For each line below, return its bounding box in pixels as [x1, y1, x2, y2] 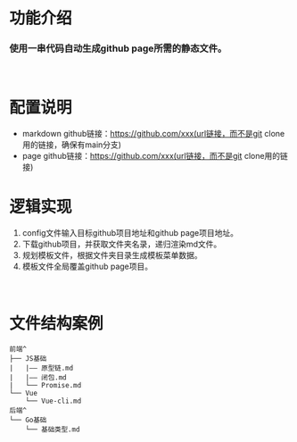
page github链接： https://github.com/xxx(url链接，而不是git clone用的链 [21, 151, 288, 162]
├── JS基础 [9, 354, 47, 363]
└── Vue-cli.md [25, 396, 82, 406]
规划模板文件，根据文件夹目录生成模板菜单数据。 [21, 250, 202, 261]
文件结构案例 [9, 313, 104, 333]
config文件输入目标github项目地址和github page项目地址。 [21, 228, 239, 238]
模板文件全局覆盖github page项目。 [21, 261, 153, 272]
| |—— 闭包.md [9, 373, 67, 382]
